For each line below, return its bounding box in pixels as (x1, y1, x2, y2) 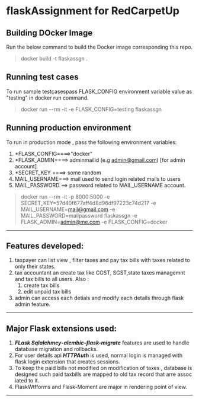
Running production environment (6, 123, 131, 133)
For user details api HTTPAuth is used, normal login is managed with (14, 352, 182, 359)
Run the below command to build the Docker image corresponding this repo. (6, 43, 193, 50)
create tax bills (23, 282, 60, 289)
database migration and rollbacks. (14, 346, 98, 353)
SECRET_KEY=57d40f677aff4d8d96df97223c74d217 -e (20, 199, 156, 206)
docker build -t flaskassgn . (20, 55, 88, 62)
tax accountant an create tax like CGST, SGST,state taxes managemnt (14, 269, 185, 276)
